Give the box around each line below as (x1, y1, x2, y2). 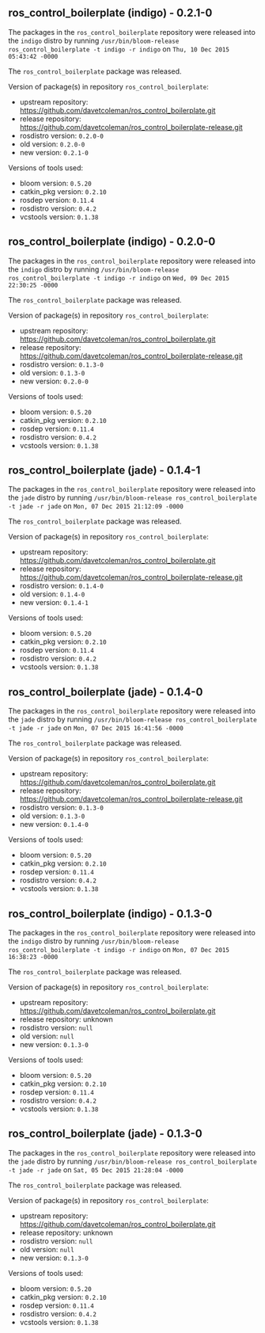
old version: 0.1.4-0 (19, 589, 85, 599)
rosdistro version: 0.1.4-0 (19, 581, 104, 591)
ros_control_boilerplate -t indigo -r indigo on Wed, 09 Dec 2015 (8, 272, 229, 282)
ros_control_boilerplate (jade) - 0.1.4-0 (8, 685, 203, 699)
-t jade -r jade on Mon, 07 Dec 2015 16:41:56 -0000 (8, 723, 184, 733)
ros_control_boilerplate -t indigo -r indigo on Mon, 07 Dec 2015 (8, 945, 229, 954)
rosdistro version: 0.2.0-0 (19, 131, 104, 140)
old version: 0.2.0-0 (19, 139, 85, 149)
